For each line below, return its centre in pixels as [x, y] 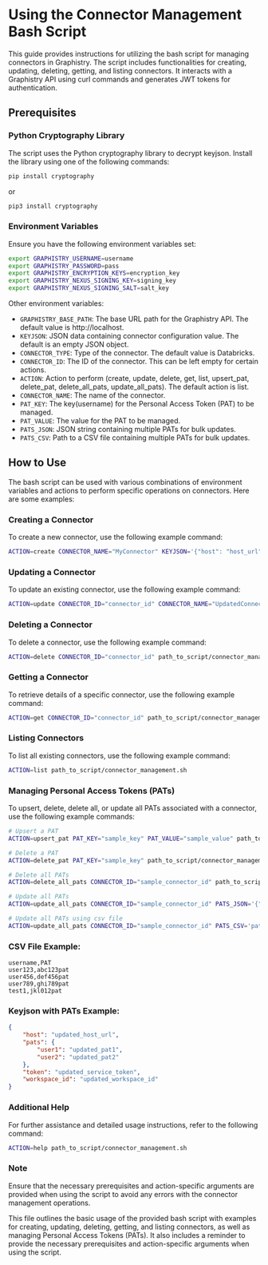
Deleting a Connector [51, 625]
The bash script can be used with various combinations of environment [125, 482]
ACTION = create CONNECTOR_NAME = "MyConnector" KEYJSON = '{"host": [116, 552]
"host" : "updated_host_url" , [71, 1035]
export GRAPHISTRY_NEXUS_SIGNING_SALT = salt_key [89, 288]
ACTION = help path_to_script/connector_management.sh [98, 1148]
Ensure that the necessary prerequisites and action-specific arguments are [132, 1186]
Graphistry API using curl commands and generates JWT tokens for [120, 79]
